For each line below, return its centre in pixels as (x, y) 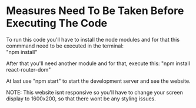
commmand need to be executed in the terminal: (65, 46)
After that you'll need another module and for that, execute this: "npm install (98, 63)
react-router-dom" (29, 69)
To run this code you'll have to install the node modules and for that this (93, 39)
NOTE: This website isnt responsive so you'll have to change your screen (95, 92)
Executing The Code (57, 23)
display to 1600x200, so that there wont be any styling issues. (81, 99)
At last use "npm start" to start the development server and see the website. (98, 81)
